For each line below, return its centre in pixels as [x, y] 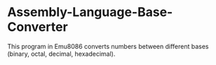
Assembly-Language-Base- [90, 12]
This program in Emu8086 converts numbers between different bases [108, 46]
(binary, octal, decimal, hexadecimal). [61, 54]
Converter [38, 27]
